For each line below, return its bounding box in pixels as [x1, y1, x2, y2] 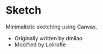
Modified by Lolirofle [14, 41, 66, 48]
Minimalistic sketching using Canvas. [5, 23, 98, 30]
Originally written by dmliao [14, 34, 83, 42]
